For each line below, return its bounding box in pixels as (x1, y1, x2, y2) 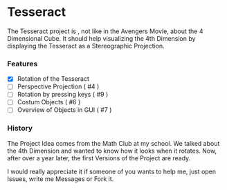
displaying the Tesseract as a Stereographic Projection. (7, 41, 165, 50)
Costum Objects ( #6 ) (17, 98, 81, 106)
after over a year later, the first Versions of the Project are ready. (7, 153, 191, 162)
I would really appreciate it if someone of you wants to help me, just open (7, 167, 217, 175)
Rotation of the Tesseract (17, 75, 90, 83)
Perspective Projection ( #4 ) (17, 82, 100, 91)
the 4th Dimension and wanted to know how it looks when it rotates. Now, (7, 146, 217, 155)
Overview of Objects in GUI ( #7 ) (17, 106, 112, 114)
